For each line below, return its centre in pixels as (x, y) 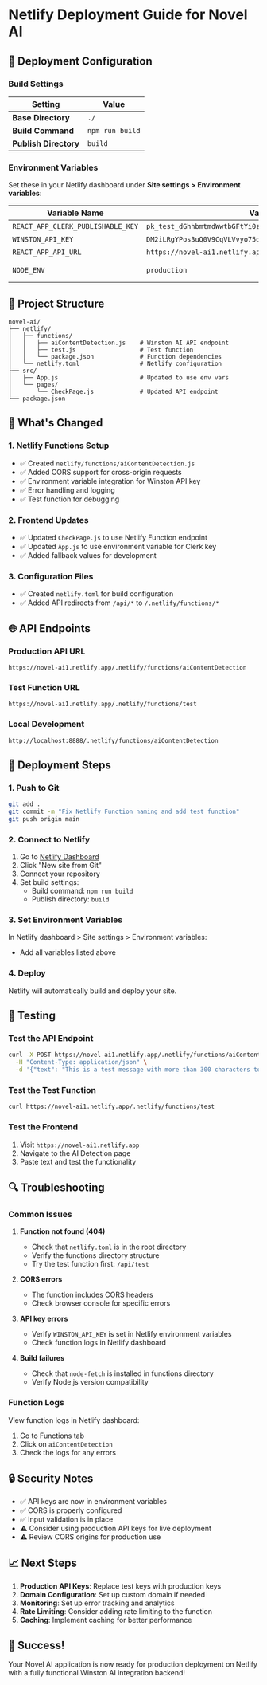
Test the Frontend (43, 1127)
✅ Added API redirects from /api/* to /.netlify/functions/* (120, 603)
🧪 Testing (32, 1016)
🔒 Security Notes (51, 1478)
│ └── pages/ (33, 384)
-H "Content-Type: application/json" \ (81, 1062)
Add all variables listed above (68, 952)
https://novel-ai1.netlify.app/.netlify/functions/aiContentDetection (128, 667)
